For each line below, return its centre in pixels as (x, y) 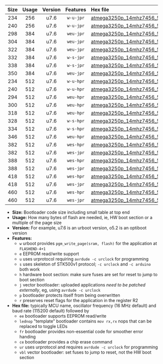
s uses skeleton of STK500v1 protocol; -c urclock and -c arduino (85, 264)
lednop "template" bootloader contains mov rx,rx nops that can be (85, 321)
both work (30, 269)
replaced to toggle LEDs (43, 326)
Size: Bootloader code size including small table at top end (71, 212)
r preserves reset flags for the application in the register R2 (79, 300)
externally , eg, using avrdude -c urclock (60, 290)
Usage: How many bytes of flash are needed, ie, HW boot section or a (82, 217)
